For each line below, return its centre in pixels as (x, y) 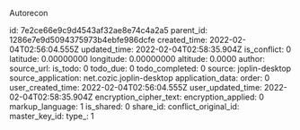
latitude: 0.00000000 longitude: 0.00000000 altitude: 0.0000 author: (137, 59)
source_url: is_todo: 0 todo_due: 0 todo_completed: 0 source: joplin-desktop (150, 68)
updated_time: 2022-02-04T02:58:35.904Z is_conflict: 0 (186, 49)
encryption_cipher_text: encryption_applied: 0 (180, 97)
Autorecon (29, 13)
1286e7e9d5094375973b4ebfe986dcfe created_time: (109, 40)
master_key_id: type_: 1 (52, 116)
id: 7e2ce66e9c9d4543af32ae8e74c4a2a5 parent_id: (109, 30)
